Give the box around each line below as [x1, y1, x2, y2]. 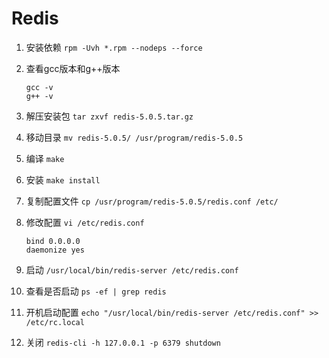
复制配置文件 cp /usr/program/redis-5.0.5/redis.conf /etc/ [25, 195, 279, 207]
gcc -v [25, 82, 54, 92]
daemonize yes [25, 245, 85, 255]
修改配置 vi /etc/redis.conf [25, 216, 145, 228]
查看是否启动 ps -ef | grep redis [25, 285, 167, 297]
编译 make [25, 152, 65, 164]
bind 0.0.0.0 [25, 236, 81, 246]
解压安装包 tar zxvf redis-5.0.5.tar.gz [25, 110, 194, 122]
